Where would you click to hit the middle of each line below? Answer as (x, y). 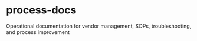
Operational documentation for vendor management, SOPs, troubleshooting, (99, 26)
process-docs (41, 10)
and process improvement (38, 32)
